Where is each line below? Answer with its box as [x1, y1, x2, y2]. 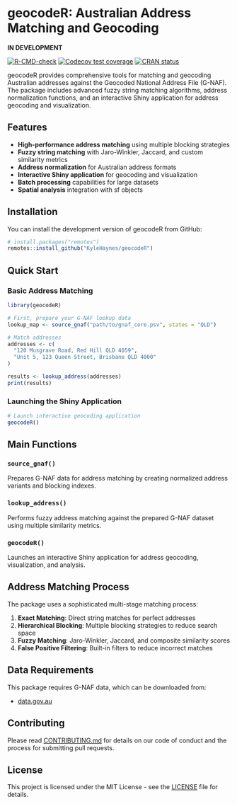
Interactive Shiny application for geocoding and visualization [17, 170, 198, 178]
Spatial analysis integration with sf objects [17, 185, 144, 194]
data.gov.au [17, 696, 52, 705]
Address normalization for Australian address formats [17, 163, 177, 171]
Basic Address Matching [7, 285, 93, 295]
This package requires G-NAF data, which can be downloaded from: [7, 683, 207, 691]
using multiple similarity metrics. [7, 521, 102, 529]
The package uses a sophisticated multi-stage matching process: [7, 599, 198, 608]
